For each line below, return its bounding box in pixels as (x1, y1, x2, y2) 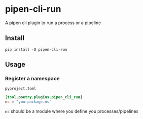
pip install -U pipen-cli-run (5, 47, 68, 52)
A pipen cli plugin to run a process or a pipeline (5, 20, 101, 26)
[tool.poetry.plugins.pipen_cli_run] (5, 95, 83, 100)
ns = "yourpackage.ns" (5, 99, 52, 104)
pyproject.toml (5, 86, 36, 91)
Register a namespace (5, 75, 60, 82)
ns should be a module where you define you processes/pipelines (5, 108, 139, 114)
